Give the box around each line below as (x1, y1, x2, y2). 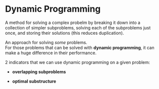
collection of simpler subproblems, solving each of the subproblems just (5, 24, 151, 30)
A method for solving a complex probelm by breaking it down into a (5, 20, 140, 25)
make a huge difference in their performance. (5, 50, 97, 56)
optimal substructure (12, 78, 56, 84)
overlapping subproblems (12, 68, 66, 74)
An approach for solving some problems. (5, 39, 88, 45)
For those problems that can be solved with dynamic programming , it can (5, 44, 155, 50)
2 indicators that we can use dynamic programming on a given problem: (5, 59, 150, 65)
